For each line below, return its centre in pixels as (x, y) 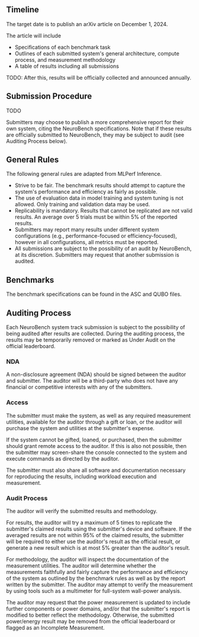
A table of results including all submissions (67, 66)
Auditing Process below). (37, 141)
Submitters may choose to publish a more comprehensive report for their (95, 122)
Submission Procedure (49, 97)
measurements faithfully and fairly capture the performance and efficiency (97, 572)
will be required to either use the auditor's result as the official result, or (93, 541)
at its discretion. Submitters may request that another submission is (97, 255)
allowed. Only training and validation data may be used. (82, 204)
